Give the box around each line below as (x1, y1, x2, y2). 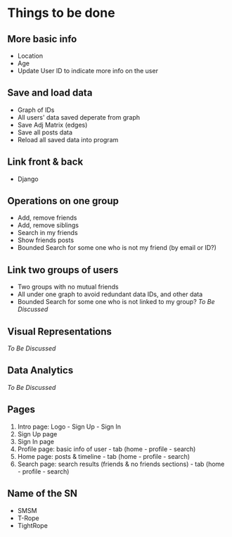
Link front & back (7, 156, 84, 168)
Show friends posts (17, 236, 75, 244)
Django (17, 175, 39, 183)
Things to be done (7, 5, 115, 21)
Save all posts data (17, 128, 72, 137)
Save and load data (7, 87, 93, 99)
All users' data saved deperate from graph (17, 113, 141, 121)
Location (17, 51, 44, 60)
